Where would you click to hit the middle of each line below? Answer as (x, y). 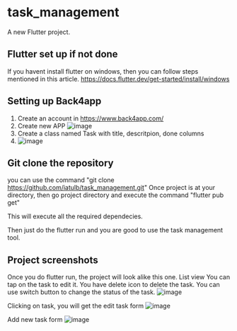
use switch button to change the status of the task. (81, 292)
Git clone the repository (60, 163)
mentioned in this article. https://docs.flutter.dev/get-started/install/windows (118, 79)
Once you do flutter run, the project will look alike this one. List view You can (119, 277)
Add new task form (35, 320)
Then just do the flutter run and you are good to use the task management (115, 230)
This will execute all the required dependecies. (75, 216)
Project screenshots (53, 260)
